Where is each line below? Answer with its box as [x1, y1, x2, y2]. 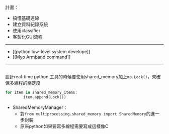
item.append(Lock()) [23, 95, 66, 100]
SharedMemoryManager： [12, 104, 68, 110]
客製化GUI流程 [12, 34, 43, 40]
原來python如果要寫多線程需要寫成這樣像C [20, 123, 109, 129]
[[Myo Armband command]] [12, 54, 71, 60]
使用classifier [12, 28, 41, 34]
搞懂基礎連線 [12, 15, 39, 21]
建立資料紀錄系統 [12, 22, 48, 27]
